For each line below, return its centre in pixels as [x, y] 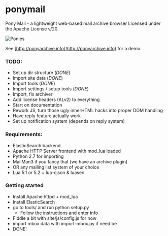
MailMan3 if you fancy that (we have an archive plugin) [70, 161]
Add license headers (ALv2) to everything [56, 99]
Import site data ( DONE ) [38, 78]
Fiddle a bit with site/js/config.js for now [55, 218]
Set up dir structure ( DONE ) [41, 73]
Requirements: [24, 134]
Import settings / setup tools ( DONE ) [51, 89]
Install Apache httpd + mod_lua [45, 196]
